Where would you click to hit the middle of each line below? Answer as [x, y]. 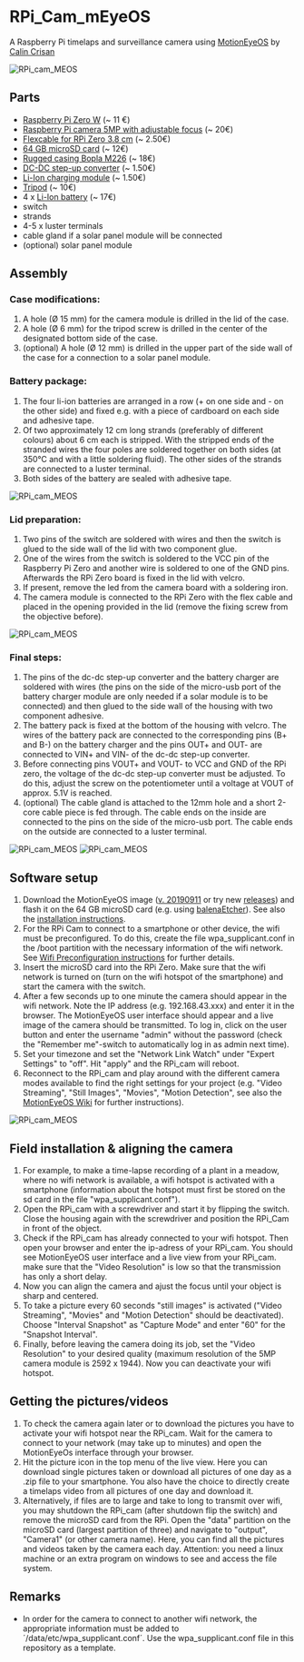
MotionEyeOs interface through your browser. [108, 1452]
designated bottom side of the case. [90, 339]
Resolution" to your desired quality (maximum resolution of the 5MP [149, 1353]
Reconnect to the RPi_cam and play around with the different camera [151, 1073]
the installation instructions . [74, 919]
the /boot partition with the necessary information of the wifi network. [153, 948]
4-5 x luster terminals [63, 225]
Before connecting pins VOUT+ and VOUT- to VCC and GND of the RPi [154, 764]
